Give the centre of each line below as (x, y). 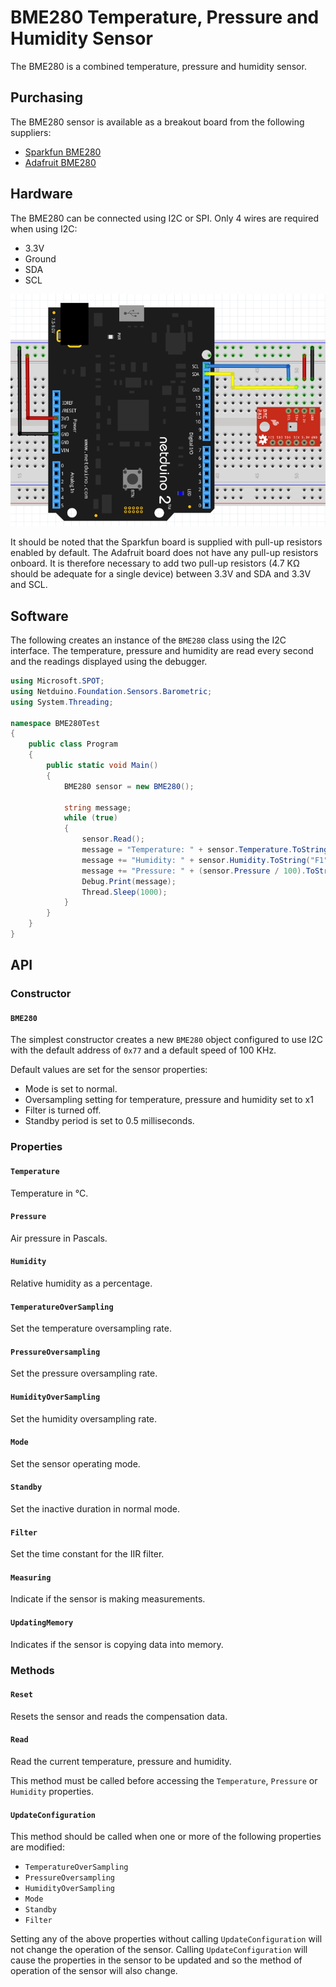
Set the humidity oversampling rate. (84, 1418)
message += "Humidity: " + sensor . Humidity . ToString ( (196, 860)
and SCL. (29, 585)
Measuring (31, 1577)
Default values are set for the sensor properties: (109, 1070)
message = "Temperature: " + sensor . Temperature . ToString (205, 850)
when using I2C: (44, 228)
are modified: (37, 1847)
